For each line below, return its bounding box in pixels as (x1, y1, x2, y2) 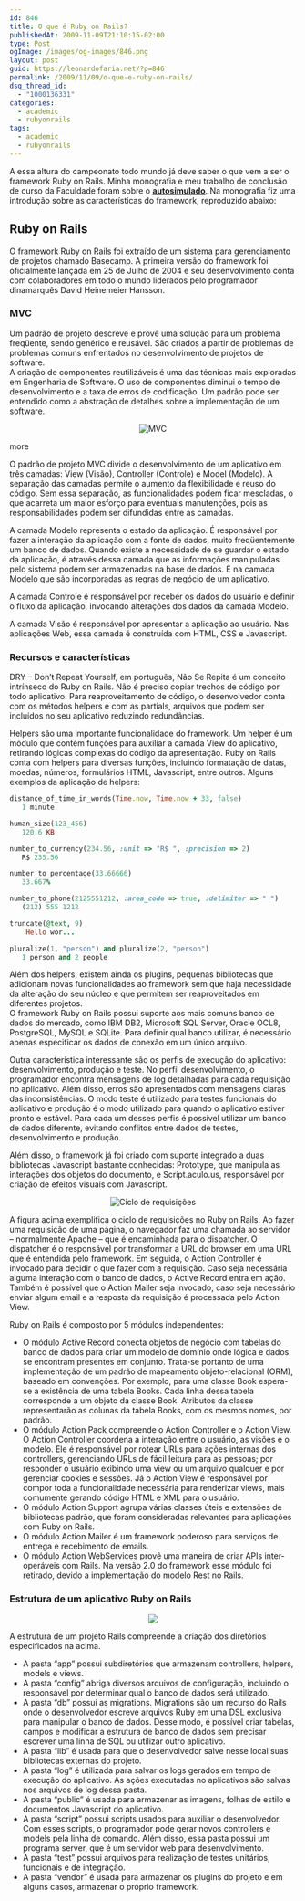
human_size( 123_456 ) (9, 819, 88, 828)
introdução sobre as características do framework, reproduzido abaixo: (9, 194, 277, 205)
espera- (258, 1376, 289, 1387)
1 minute (21, 803, 55, 813)
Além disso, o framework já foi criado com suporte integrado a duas (9, 1150, 265, 1161)
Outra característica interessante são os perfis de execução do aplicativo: (9, 1055, 287, 1066)
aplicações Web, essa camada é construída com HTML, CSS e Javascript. (9, 627, 288, 639)
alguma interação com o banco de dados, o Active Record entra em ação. (9, 1273, 286, 1284)
